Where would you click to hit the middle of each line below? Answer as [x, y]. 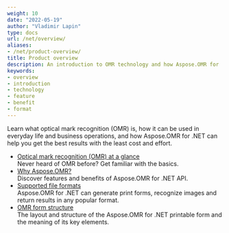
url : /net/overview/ [37, 39]
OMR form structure [45, 207]
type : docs [23, 33]
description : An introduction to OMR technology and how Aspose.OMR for [113, 64]
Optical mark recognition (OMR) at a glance [78, 156]
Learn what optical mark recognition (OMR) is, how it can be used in [103, 128]
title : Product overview [43, 58]
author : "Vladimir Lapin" [44, 26]
